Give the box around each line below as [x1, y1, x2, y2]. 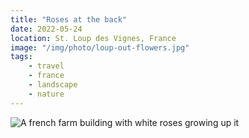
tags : [10, 52, 33, 62]
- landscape [28, 80, 78, 90]
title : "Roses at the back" [10, 14, 128, 25]
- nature [28, 89, 65, 99]
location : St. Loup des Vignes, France [10, 33, 177, 43]
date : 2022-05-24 [10, 24, 83, 34]
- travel [28, 61, 65, 71]
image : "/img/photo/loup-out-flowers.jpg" [10, 42, 190, 53]
